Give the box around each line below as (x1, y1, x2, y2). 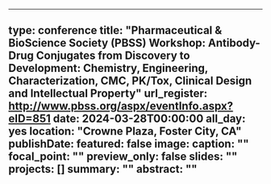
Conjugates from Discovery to (35, 49, 190, 63)
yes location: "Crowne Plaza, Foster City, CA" (8, 124, 242, 138)
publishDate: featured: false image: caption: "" (8, 137, 249, 151)
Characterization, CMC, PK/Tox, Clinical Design (8, 74, 252, 88)
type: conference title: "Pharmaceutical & (8, 23, 223, 37)
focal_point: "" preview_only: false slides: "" (8, 150, 238, 164)
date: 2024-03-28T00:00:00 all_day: (52, 112, 246, 126)
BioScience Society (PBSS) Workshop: (8, 36, 206, 50)
